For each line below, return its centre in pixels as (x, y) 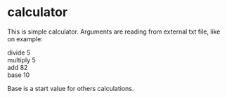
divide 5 (19, 52)
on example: (25, 38)
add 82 (18, 67)
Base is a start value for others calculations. (71, 88)
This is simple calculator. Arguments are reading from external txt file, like (114, 31)
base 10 (19, 75)
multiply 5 (22, 59)
